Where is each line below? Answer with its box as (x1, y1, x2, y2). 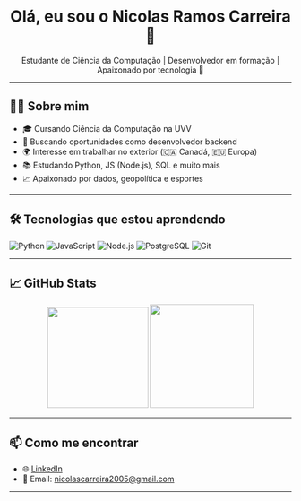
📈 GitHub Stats (9, 275, 97, 290)
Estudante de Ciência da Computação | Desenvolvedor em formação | (21, 55, 280, 65)
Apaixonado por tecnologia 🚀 (97, 65, 204, 75)
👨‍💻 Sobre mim (9, 99, 90, 114)
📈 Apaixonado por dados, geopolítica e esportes (21, 173, 204, 184)
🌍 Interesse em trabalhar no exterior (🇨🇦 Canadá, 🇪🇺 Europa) (21, 146, 258, 157)
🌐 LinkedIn (21, 463, 63, 474)
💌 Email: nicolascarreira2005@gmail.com (21, 473, 175, 485)
